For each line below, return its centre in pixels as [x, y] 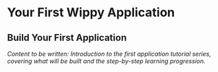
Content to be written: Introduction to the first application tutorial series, [109, 54]
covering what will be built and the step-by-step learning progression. [107, 61]
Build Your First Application [67, 38]
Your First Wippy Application [91, 13]
